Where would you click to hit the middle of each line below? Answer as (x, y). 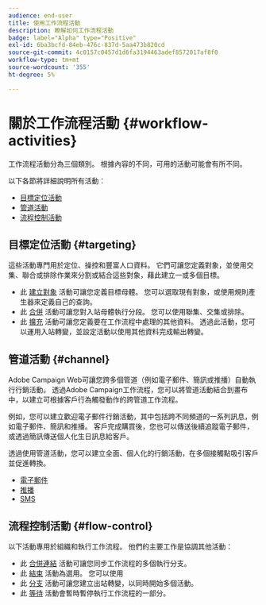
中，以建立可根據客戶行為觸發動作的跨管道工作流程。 (95, 400)
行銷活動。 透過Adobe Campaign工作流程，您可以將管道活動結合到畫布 (131, 390)
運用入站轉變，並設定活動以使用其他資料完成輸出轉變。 (117, 332)
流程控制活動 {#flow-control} (81, 526)
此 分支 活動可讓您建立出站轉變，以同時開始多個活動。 (109, 583)
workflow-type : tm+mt (44, 60)
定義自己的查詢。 (69, 302)
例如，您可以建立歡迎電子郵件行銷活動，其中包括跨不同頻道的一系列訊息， (130, 417)
